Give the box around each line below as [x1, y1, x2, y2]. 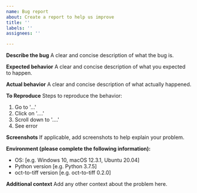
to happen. [6, 69, 32, 76]
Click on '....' [14, 110, 45, 117]
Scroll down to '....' [14, 116, 60, 124]
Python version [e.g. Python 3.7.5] [14, 163, 97, 170]
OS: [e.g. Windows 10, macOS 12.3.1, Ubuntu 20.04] [14, 157, 140, 164]
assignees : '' [6, 31, 41, 36]
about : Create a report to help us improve [6, 14, 115, 20]
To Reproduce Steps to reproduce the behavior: [6, 92, 122, 99]
